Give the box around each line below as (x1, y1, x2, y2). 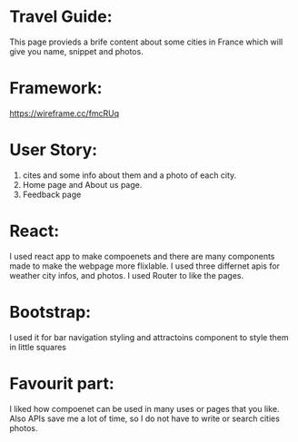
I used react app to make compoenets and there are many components (9, 250, 275, 261)
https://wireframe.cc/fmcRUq (9, 107, 120, 119)
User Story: (9, 140, 98, 161)
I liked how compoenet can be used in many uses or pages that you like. (9, 403, 280, 414)
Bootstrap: (9, 301, 92, 322)
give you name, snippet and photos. (9, 45, 144, 56)
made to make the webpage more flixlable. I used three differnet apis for (9, 260, 280, 271)
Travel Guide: (9, 6, 113, 27)
